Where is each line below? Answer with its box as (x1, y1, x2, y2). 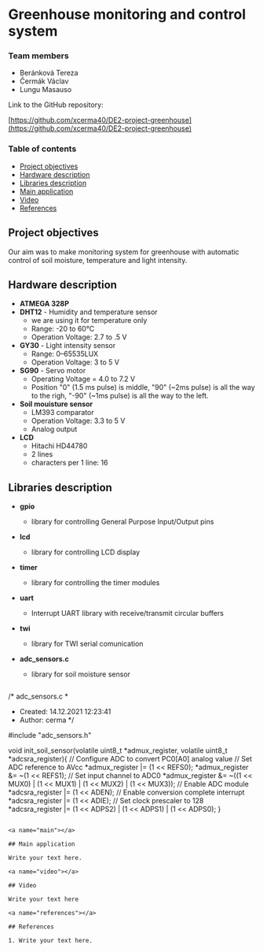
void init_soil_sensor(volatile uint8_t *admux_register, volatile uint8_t (8, 746, 228, 755)
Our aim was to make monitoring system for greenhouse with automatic (8, 246, 239, 257)
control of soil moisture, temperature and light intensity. (8, 255, 188, 265)
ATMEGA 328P (19, 299, 69, 309)
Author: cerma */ (19, 715, 75, 725)
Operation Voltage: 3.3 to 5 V (31, 416, 126, 426)
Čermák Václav (19, 76, 69, 86)
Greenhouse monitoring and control (8, 6, 247, 24)
